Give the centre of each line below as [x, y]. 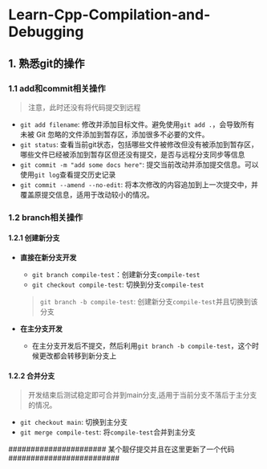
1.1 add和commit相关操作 [57, 88]
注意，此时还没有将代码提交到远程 [84, 107]
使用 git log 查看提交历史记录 [68, 174]
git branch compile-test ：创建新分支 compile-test [116, 274]
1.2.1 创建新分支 [34, 238]
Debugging [46, 32]
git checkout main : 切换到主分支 [74, 422]
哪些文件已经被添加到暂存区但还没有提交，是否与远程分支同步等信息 [132, 154]
